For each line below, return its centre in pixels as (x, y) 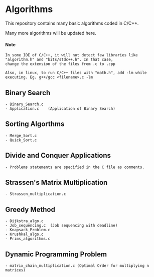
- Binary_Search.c (24, 104)
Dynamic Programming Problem (56, 254)
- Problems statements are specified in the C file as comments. (75, 167)
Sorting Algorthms (35, 124)
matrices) (16, 270)
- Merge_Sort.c (21, 135)
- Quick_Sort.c (21, 140)
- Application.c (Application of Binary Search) (60, 109)
